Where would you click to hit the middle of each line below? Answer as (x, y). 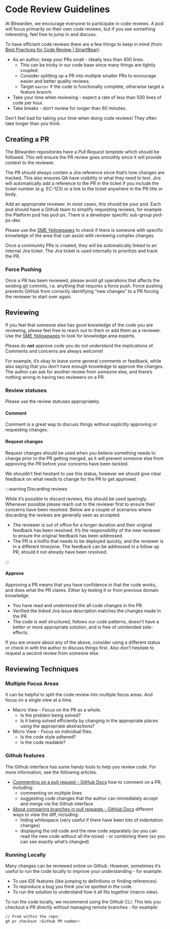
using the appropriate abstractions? (57, 726)
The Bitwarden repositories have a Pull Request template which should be (82, 152)
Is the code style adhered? (48, 737)
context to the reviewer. (30, 162)
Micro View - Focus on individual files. (53, 731)
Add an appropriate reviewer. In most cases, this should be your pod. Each (83, 204)
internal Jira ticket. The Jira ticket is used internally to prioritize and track (82, 251)
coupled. (29, 70)
